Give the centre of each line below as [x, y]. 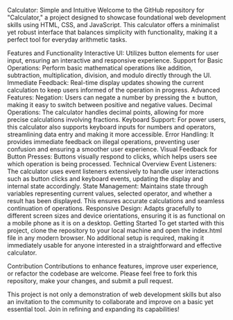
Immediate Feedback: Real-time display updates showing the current [105, 82]
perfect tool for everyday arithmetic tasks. [67, 40]
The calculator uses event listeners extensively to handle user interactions [113, 171]
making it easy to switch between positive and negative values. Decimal [110, 105]
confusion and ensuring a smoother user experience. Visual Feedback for [112, 149]
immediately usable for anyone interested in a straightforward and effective [114, 245]
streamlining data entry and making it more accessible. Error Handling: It [111, 134]
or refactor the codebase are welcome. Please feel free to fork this [102, 273]
